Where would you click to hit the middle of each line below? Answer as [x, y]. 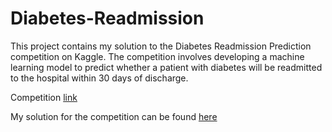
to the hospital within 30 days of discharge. [99, 78]
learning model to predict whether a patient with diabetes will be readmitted [166, 67]
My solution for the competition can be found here [114, 116]
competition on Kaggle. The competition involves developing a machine [157, 56]
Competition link [44, 97]
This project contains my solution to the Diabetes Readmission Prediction [161, 46]
